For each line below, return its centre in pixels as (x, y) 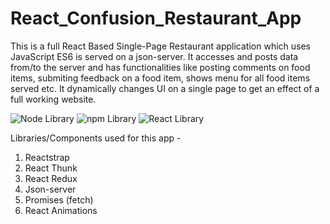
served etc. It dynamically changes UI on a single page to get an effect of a (165, 88)
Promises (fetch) (59, 199)
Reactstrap (47, 157)
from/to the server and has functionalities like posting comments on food (160, 67)
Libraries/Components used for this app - (96, 138)
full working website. (53, 99)
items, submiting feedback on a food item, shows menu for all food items (160, 78)
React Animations (61, 210)
